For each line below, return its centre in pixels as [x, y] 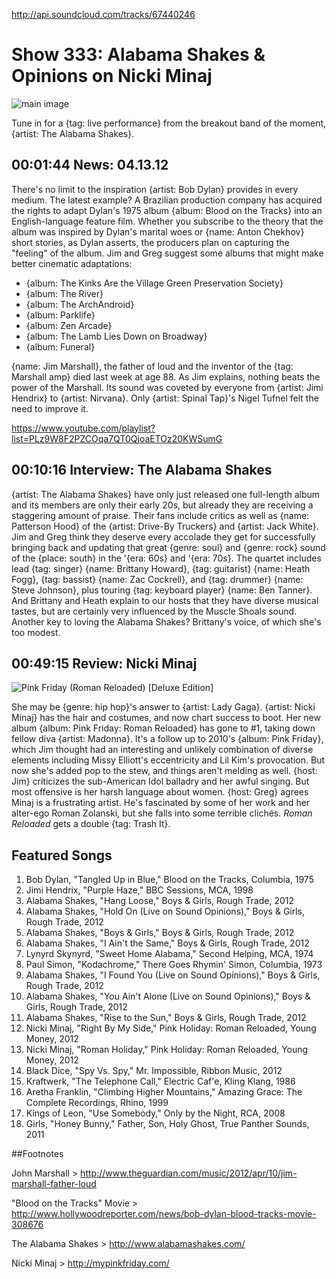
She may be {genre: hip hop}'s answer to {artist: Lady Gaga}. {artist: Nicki [163, 707]
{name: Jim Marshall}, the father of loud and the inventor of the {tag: [152, 366]
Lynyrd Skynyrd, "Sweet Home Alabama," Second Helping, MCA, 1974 [169, 954]
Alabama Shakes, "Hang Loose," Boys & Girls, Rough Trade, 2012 [160, 901]
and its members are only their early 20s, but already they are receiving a [162, 505]
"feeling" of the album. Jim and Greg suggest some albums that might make [167, 253]
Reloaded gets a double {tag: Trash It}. [91, 824]
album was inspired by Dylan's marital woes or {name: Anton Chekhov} [158, 231]
